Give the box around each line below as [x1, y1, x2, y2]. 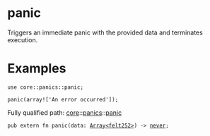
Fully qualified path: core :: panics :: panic [7, 108, 122, 117]
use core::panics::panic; [7, 83, 83, 91]
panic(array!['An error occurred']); [7, 96, 119, 103]
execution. [7, 35, 38, 44]
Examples [7, 61, 66, 77]
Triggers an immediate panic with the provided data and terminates [7, 28, 203, 37]
